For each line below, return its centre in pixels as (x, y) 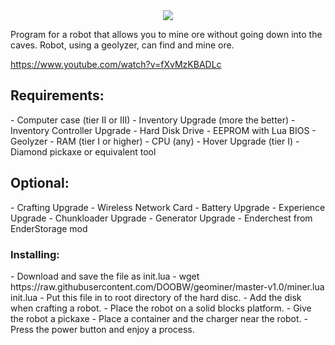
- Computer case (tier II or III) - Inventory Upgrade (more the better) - (153, 120)
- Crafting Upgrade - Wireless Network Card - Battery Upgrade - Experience (168, 207)
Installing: (35, 254)
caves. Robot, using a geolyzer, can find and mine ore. (122, 45)
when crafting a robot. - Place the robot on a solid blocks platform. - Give (161, 308)
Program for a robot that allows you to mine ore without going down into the (166, 34)
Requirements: (57, 95)
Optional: (40, 183)
